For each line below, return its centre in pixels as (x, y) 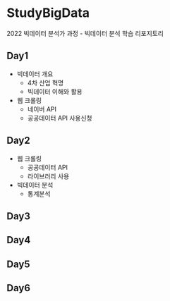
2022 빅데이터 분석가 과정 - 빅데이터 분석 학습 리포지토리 (85, 33)
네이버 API (42, 109)
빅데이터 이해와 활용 (55, 91)
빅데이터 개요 (35, 74)
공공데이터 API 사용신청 (60, 118)
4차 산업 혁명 (45, 82)
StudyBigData (48, 13)
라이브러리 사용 (48, 176)
